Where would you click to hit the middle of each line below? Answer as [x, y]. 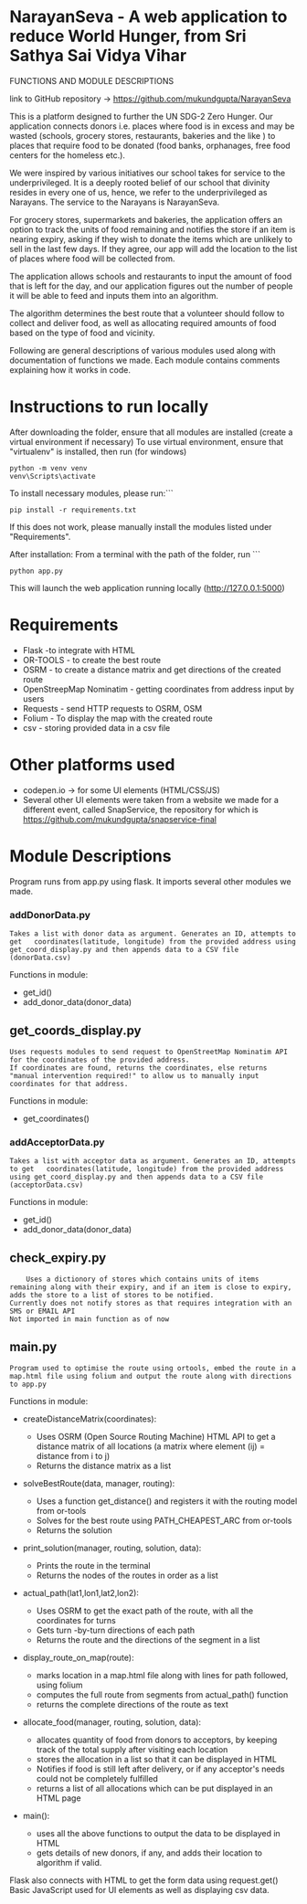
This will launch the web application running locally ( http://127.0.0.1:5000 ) [147, 587]
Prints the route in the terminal [93, 1565]
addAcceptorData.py [57, 1142]
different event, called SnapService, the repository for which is [140, 809]
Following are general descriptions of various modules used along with [143, 350]
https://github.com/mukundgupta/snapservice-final [120, 819]
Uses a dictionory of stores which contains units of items [143, 1279]
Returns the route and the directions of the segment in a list [148, 1640]
